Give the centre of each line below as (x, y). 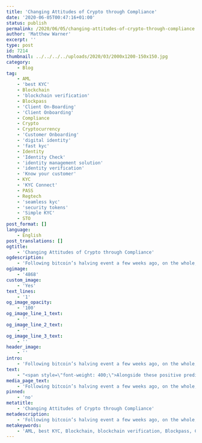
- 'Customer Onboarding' (48, 135)
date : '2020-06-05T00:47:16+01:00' (51, 17)
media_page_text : (28, 380)
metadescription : (28, 414)
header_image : (24, 347)
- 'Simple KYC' (36, 213)
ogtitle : (17, 246)
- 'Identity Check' (41, 157)
